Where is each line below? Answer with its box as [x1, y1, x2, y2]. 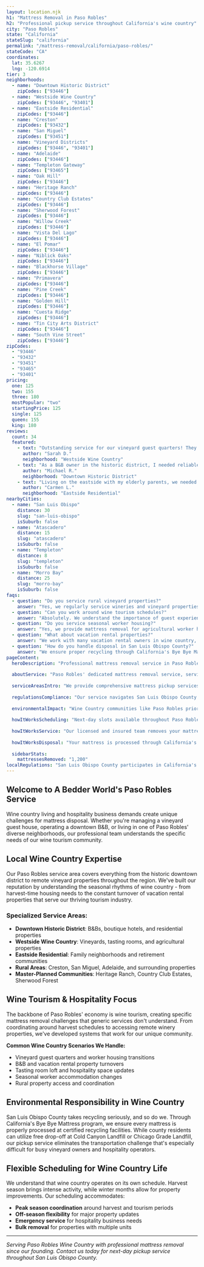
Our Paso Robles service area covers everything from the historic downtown [6, 870, 197, 877]
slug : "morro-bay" [17, 581, 64, 587]
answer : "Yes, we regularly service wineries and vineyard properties [17, 604, 200, 610]
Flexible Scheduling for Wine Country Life [6, 1163, 168, 1173]
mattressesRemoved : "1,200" [17, 757, 88, 763]
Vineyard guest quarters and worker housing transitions [15, 1053, 155, 1061]
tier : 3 [6, 71, 26, 77]
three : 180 [12, 394, 39, 400]
